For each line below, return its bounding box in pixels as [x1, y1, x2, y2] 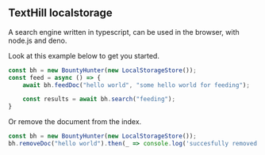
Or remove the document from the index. [8, 117, 142, 127]
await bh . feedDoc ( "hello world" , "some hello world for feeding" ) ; [22, 81, 250, 89]
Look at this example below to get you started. [8, 51, 160, 60]
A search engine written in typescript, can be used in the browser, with [8, 27, 240, 36]
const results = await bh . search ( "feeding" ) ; [22, 95, 176, 104]
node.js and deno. [8, 36, 67, 45]
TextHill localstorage [8, 6, 113, 20]
